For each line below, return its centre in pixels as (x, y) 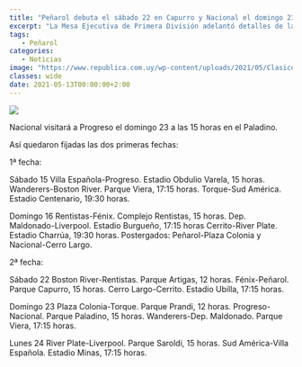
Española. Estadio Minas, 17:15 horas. (78, 353)
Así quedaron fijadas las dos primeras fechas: (94, 144)
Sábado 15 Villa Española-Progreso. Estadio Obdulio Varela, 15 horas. (137, 179)
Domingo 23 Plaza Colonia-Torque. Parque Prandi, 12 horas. (120, 306)
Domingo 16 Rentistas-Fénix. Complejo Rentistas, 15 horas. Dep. (128, 216)
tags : (19, 34)
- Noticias (42, 59)
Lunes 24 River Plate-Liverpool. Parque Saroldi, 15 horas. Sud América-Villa (149, 343)
